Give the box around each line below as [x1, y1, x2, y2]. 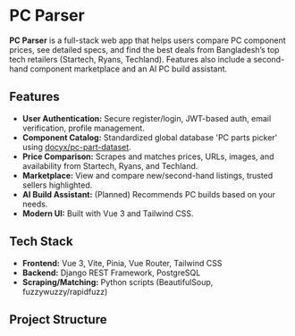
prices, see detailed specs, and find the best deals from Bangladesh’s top [9, 44, 280, 55]
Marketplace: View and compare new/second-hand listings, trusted [21, 170, 274, 181]
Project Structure [9, 312, 107, 327]
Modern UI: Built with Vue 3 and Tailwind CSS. [21, 207, 194, 219]
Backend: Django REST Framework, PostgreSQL [21, 267, 201, 278]
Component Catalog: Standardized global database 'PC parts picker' [21, 131, 278, 143]
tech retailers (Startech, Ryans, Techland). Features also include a [9, 54, 252, 64]
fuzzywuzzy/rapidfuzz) [21, 286, 108, 297]
